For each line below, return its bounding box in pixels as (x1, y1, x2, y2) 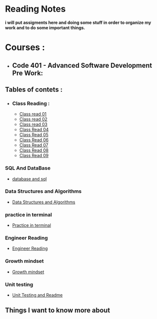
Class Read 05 (19, 132, 49, 138)
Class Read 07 (19, 142, 49, 148)
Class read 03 (19, 121, 48, 127)
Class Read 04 (19, 127, 49, 133)
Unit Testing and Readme (12, 292, 63, 298)
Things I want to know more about (5, 306, 110, 315)
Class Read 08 (19, 147, 49, 153)
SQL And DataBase (5, 165, 51, 172)
